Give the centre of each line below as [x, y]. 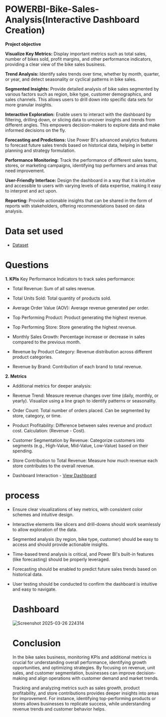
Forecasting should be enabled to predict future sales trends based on [84, 569]
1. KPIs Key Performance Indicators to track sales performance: [70, 279]
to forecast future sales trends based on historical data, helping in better [79, 145]
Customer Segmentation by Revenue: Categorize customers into [78, 440]
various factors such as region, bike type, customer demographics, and [78, 94]
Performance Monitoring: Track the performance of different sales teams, [82, 160]
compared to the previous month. [46, 342]
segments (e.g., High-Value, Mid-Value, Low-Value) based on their [80, 445]
